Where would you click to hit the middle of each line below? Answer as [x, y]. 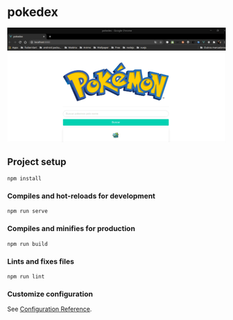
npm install [24, 179]
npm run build [28, 244]
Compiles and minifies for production [71, 228]
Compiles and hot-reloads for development [81, 196]
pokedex [33, 12]
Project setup [37, 161]
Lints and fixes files [41, 261]
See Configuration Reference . [50, 309]
